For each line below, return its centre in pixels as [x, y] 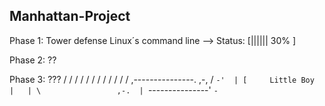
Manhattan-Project [70, 16]
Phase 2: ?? [33, 60]
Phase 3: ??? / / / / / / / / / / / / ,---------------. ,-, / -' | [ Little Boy [162, 79]
